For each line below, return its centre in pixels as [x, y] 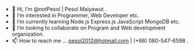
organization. [28, 34]
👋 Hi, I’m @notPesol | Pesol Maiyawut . [59, 9]
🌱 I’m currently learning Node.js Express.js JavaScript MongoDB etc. [96, 21]
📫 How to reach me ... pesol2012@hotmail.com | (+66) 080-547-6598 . [100, 41]
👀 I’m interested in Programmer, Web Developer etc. [75, 15]
